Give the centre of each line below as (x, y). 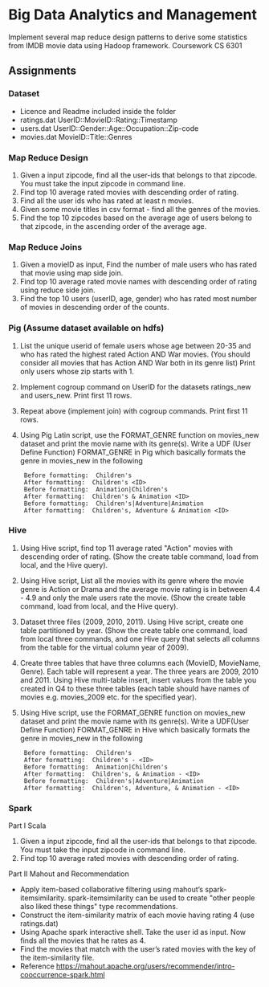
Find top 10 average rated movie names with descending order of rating (138, 282)
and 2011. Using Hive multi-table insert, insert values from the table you (138, 679)
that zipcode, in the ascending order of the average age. (113, 226)
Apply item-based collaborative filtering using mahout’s (111, 890)
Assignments (43, 71)
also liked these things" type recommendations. (99, 907)
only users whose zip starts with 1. (77, 371)
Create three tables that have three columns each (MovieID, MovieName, (140, 663)
